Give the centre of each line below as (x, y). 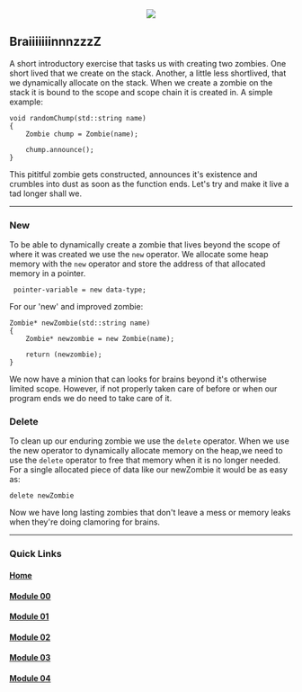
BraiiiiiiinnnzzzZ (55, 42)
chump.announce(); (60, 149)
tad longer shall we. (46, 193)
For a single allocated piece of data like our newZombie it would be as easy (148, 470)
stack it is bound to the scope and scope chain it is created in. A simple (141, 92)
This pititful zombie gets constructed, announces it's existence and (133, 174)
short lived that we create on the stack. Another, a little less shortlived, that (148, 73)
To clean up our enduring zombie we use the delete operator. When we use (149, 441)
